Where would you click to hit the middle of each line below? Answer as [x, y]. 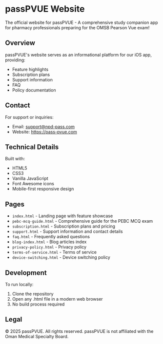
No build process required [38, 304]
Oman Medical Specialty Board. [37, 336]
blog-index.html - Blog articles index [49, 242]
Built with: [15, 159]
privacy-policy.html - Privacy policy [49, 247]
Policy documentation [34, 90]
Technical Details [32, 147]
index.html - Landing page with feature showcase [62, 216]
